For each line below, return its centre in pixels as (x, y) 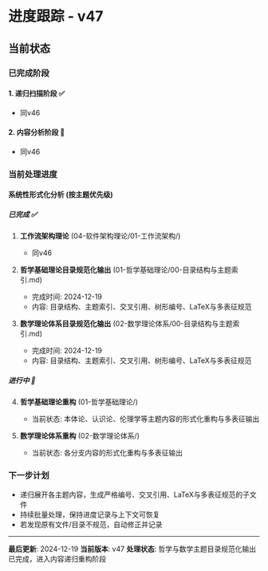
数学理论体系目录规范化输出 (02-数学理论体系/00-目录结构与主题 (126, 324)
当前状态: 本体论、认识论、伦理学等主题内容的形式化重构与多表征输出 (146, 419)
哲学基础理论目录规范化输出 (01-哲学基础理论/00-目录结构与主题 (125, 270)
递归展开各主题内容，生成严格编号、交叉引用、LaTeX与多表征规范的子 (134, 494)
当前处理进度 (33, 174)
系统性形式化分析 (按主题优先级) (61, 195)
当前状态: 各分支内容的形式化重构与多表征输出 (107, 453)
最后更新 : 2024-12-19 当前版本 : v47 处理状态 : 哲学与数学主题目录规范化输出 (132, 549)
